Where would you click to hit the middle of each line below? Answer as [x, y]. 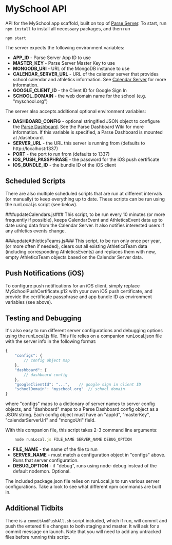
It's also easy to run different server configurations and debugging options [84, 331]
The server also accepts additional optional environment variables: [76, 111]
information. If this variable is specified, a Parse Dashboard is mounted [88, 132]
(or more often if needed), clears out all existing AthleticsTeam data [77, 246]
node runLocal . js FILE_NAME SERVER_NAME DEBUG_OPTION [73, 440]
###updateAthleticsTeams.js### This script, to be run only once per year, [83, 241]
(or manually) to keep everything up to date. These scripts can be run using [85, 199]
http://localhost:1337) [35, 148]
